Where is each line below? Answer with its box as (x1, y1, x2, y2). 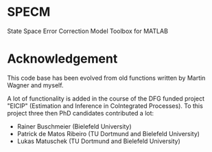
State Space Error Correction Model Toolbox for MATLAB (7, 27, 168, 35)
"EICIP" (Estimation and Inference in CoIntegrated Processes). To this (7, 101, 204, 110)
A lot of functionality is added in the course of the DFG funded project (7, 94, 204, 102)
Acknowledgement (7, 51, 118, 67)
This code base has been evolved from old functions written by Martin (7, 74, 206, 82)
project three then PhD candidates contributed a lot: (7, 109, 154, 117)
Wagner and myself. (7, 80, 64, 89)
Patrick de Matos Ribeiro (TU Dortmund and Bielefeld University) (16, 129, 200, 138)
